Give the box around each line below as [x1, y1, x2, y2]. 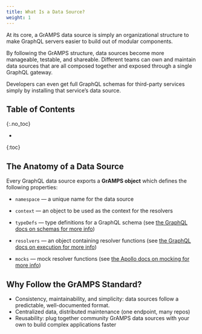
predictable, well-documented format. [15, 301, 110, 309]
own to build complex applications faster [15, 321, 117, 328]
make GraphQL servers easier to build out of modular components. [6, 38, 174, 45]
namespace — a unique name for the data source [15, 195, 134, 203]
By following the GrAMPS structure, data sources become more [6, 49, 165, 56]
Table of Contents [6, 104, 76, 114]
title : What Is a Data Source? [6, 8, 85, 15]
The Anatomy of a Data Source [6, 161, 124, 171]
